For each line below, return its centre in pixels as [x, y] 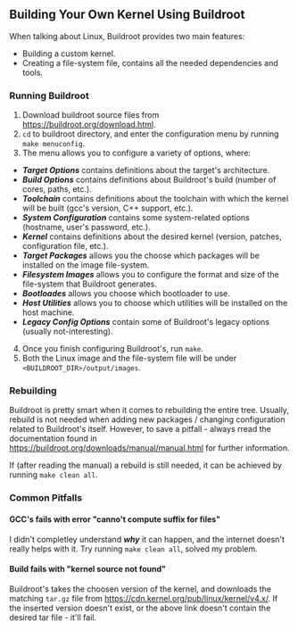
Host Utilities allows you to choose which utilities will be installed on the [155, 303]
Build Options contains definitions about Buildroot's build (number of [149, 180]
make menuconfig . [54, 144]
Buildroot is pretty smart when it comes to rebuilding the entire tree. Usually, [149, 410]
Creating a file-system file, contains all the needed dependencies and [150, 62]
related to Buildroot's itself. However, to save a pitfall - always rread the [141, 429]
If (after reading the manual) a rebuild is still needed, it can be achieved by [146, 465]
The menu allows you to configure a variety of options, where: [137, 153]
